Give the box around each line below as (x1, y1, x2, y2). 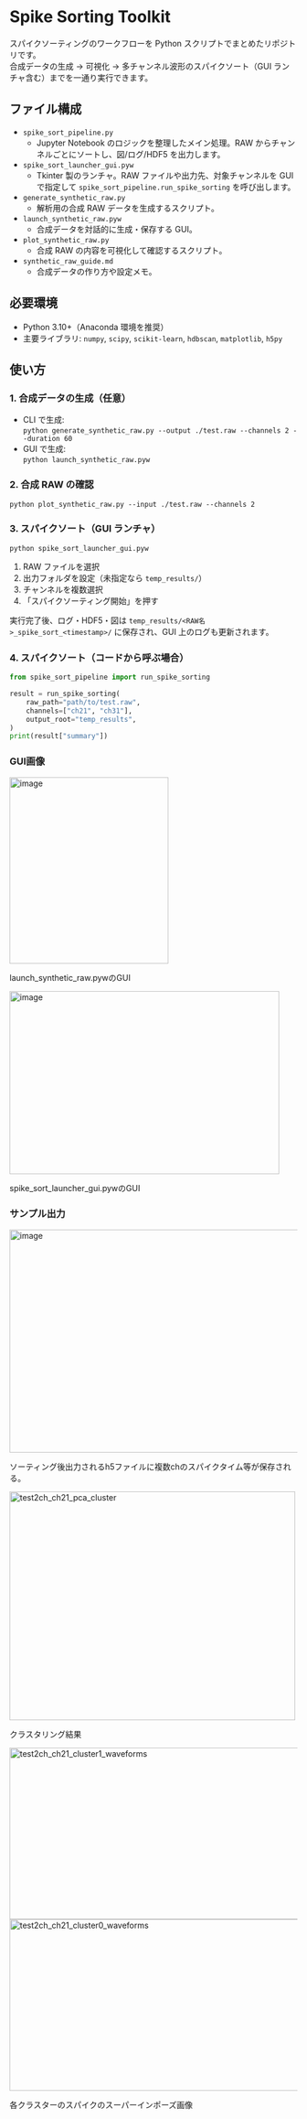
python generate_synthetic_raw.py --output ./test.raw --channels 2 (22, 426, 290, 436)
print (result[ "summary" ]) (9, 732, 108, 741)
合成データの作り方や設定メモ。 (36, 265, 157, 276)
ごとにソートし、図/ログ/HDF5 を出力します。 (52, 148, 226, 159)
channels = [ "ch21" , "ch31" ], (26, 706, 132, 715)
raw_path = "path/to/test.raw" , (26, 697, 142, 706)
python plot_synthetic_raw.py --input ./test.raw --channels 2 (9, 500, 256, 509)
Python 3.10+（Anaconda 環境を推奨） (22, 321, 169, 332)
